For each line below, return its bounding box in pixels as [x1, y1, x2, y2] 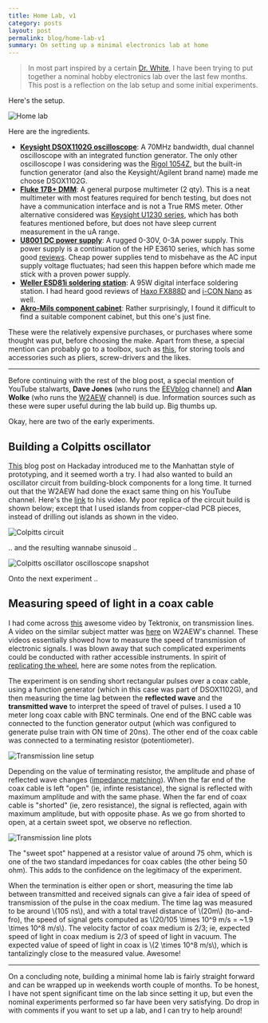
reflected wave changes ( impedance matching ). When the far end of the [8, 775, 246, 784]
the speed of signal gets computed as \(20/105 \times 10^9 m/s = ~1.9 [23, 914, 254, 924]
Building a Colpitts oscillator [8, 440, 152, 454]
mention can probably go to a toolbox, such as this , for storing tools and [8, 344, 245, 354]
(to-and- [224, 906, 253, 915]
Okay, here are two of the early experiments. [8, 417, 156, 426]
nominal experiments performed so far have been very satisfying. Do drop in [8, 997, 260, 1006]
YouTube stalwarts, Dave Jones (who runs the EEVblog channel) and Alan [8, 384, 253, 394]
